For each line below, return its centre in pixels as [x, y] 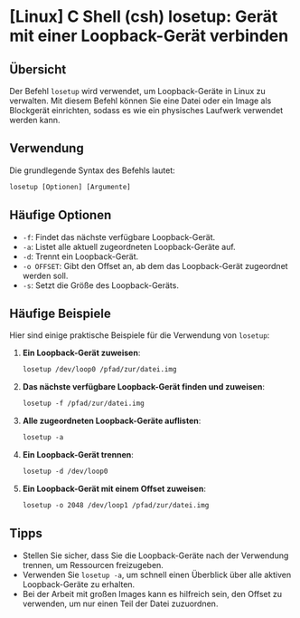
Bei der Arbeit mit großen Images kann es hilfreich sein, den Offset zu [152, 594]
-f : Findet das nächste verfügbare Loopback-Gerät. [119, 237]
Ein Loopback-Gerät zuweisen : [81, 353]
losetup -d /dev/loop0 [65, 471]
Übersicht [38, 69]
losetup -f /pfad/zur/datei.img [83, 404]
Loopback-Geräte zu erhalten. [79, 584]
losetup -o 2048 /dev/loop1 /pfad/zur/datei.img [116, 505]
